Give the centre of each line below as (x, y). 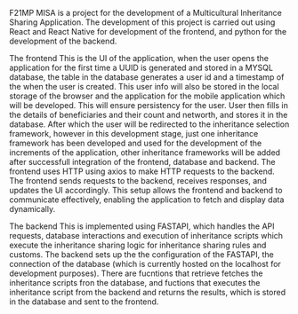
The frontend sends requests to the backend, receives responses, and (138, 181)
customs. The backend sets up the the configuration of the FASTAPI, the (141, 255)
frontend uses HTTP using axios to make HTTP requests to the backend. (142, 171)
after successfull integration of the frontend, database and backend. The (142, 162)
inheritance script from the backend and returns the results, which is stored (148, 292)
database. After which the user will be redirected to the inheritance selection (149, 124)
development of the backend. (63, 41)
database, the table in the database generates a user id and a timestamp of (147, 77)
